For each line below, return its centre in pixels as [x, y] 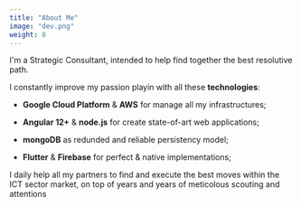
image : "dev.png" [42, 26]
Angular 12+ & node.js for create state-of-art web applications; [141, 122]
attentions [28, 194]
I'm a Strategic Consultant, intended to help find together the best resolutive [151, 61]
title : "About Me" [44, 18]
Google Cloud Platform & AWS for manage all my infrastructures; [144, 105]
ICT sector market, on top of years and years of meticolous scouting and [145, 184]
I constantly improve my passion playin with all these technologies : [135, 88]
